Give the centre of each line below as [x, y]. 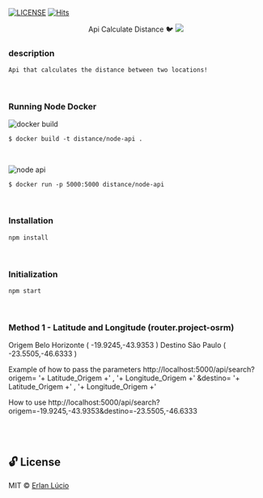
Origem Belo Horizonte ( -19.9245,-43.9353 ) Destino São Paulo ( [117, 346]
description [32, 53]
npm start [25, 291]
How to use [28, 402]
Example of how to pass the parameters [75, 370]
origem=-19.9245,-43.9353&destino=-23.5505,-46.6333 [103, 411]
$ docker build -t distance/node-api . [76, 139]
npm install [28, 238]
